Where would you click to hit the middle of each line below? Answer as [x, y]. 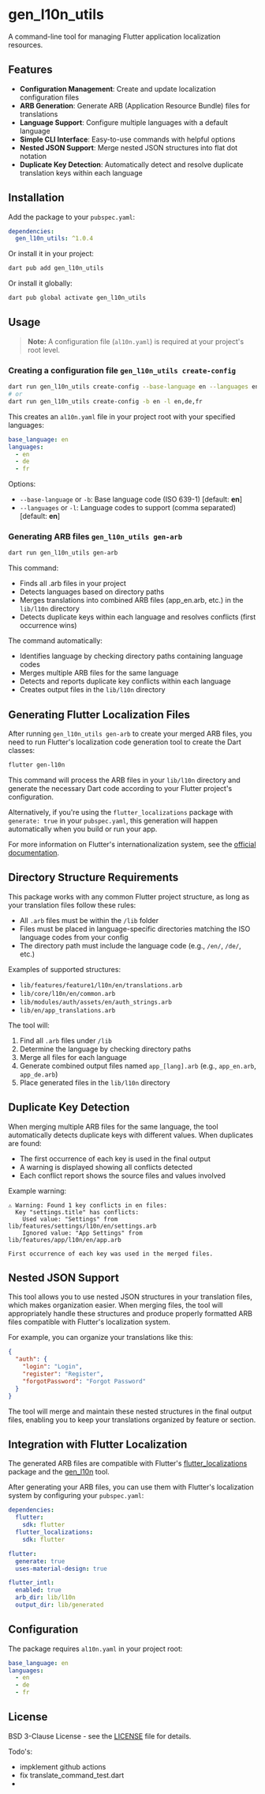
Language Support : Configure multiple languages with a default [124, 122]
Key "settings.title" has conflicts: [77, 1212]
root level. [44, 350]
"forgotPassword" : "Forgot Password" [84, 1381]
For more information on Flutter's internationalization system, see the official [132, 845]
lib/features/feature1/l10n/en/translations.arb [101, 985]
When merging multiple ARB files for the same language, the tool [113, 1126]
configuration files [49, 97]
